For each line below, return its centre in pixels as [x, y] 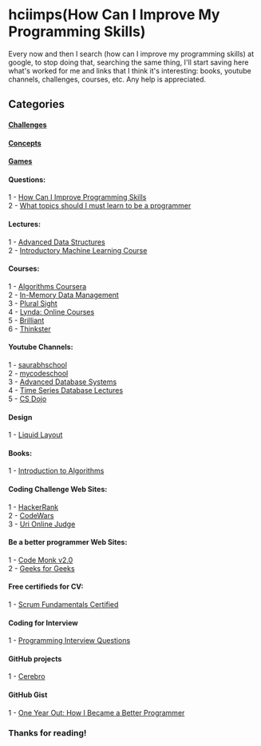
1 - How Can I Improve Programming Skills [77, 197]
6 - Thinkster [30, 328]
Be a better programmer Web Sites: [68, 542]
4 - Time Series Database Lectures [66, 390]
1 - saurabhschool [38, 364]
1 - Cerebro [27, 677]
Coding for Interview [43, 623]
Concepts [25, 143]
